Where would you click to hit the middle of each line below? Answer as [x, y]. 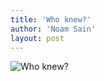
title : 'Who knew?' [51, 19]
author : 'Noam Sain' [53, 29]
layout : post [37, 38]
